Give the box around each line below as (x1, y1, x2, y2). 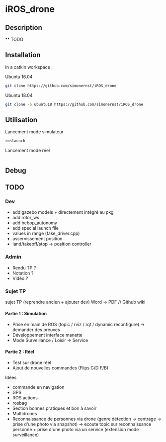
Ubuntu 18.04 (5, 92, 33, 98)
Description (5, 23, 42, 32)
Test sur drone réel (12, 359, 51, 366)
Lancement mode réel (5, 148, 50, 154)
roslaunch (5, 138, 26, 144)
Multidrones (12, 411, 37, 417)
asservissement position (12, 236, 63, 242)
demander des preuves (12, 327, 61, 333)
